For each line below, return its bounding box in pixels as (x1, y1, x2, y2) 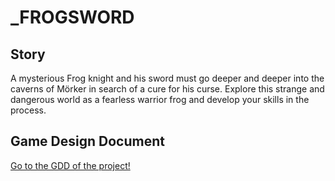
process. (10, 104, 47, 116)
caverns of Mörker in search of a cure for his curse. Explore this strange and (10, 83, 325, 95)
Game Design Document (10, 133, 165, 150)
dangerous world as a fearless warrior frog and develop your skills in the (10, 94, 310, 105)
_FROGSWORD (10, 6, 135, 29)
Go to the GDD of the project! (10, 159, 131, 171)
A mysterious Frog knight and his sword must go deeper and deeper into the (10, 72, 325, 84)
